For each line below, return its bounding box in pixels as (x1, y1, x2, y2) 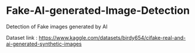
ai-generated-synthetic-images (6, 40, 82, 47)
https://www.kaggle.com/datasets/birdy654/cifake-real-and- (39, 34, 186, 41)
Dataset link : (6, 34, 38, 41)
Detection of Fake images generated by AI (6, 23, 108, 30)
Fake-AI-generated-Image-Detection (6, 4, 190, 17)
